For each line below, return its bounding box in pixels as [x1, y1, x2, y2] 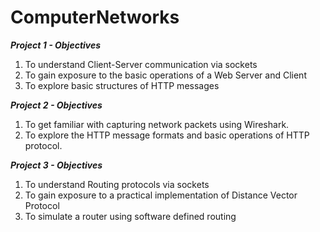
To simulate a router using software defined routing [24, 210, 237, 222]
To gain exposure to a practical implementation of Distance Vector [24, 189, 298, 201]
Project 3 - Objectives [10, 159, 103, 171]
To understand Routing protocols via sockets [24, 178, 210, 190]
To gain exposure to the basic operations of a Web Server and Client [24, 69, 307, 81]
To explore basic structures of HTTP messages [24, 79, 220, 91]
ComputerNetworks [10, 6, 180, 29]
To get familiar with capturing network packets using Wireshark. [24, 118, 290, 130]
